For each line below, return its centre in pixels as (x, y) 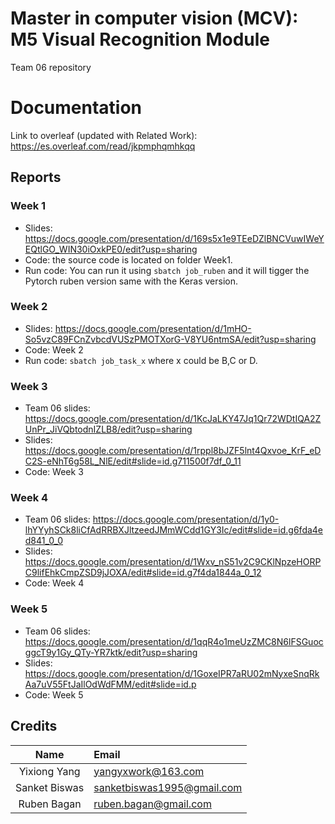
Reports (36, 177)
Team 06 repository (51, 67)
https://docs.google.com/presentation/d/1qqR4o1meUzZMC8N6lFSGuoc (174, 641)
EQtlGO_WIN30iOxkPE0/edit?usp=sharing (111, 249)
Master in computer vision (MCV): (154, 18)
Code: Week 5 (54, 694)
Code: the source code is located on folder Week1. (128, 259)
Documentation (76, 108)
